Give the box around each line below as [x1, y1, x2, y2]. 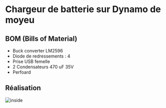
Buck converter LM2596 [12, 48, 63, 53]
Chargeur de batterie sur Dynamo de [5, 4, 161, 15]
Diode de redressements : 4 [12, 53, 70, 59]
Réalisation [5, 84, 41, 92]
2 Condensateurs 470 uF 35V [12, 64, 74, 70]
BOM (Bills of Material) [5, 34, 77, 43]
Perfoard [12, 69, 31, 75]
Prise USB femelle [12, 59, 50, 64]
